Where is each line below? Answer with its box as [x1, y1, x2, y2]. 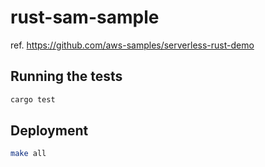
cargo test [10, 94, 56, 105]
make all [10, 149, 47, 159]
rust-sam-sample [10, 6, 160, 29]
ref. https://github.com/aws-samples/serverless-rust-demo [10, 39, 255, 51]
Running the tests [10, 68, 123, 85]
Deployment [10, 122, 89, 140]
